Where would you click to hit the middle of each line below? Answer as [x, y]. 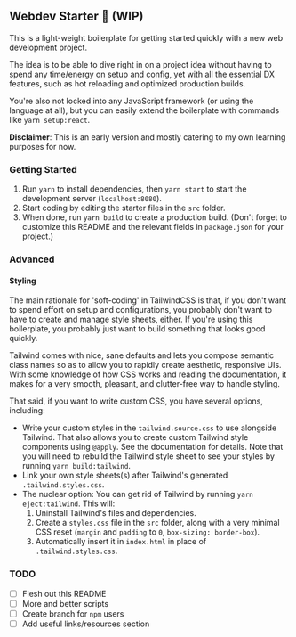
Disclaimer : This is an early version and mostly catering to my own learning [148, 137]
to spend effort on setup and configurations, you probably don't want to [141, 310]
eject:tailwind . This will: [68, 503]
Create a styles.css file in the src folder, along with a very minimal [157, 523]
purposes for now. [43, 146]
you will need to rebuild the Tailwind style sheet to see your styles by [148, 456]
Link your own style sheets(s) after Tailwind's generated [125, 475]
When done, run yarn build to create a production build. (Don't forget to [154, 217]
